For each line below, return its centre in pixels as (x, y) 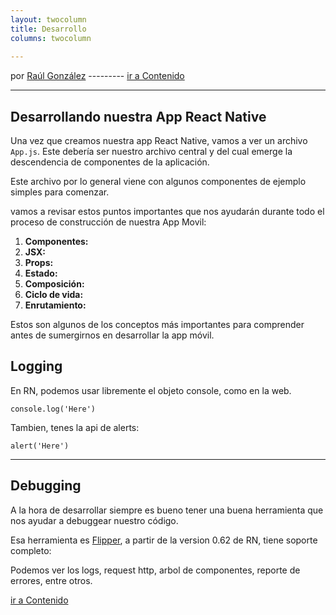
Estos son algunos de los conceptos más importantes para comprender (157, 325)
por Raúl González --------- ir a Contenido (97, 76)
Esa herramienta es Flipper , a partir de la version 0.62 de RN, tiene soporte (164, 540)
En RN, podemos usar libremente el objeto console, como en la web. (151, 390)
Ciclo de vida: (54, 295)
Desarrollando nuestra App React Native (138, 116)
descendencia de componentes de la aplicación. (110, 162)
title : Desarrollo (48, 29)
